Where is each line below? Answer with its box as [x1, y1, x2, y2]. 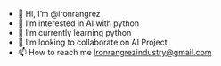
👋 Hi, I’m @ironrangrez [17, 9, 101, 19]
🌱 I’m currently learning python [17, 28, 132, 37]
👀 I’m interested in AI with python [17, 18, 140, 29]
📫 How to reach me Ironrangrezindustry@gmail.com [17, 47, 212, 57]
